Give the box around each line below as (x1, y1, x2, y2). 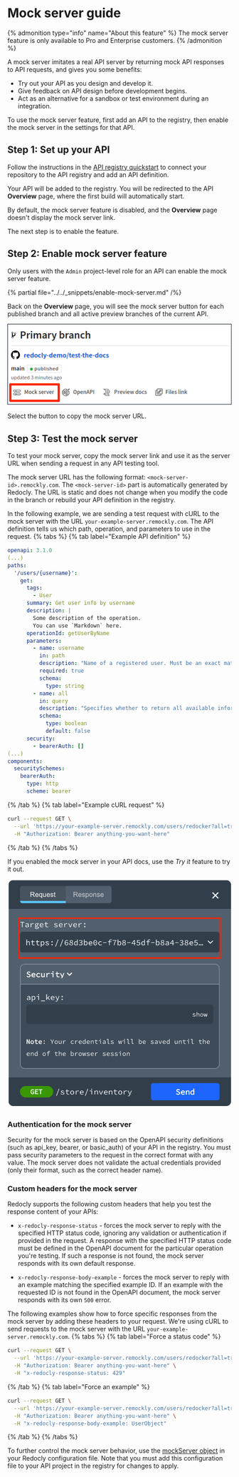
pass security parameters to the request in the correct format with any (7, 1151, 213, 1159)
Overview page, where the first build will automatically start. (7, 191, 185, 201)
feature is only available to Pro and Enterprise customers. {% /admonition (7, 36, 223, 44)
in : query (38, 697, 69, 704)
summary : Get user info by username (26, 599, 135, 607)
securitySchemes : (14, 765, 65, 772)
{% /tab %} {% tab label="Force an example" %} (7, 1382, 151, 1391)
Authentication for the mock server (7, 1119, 132, 1129)
